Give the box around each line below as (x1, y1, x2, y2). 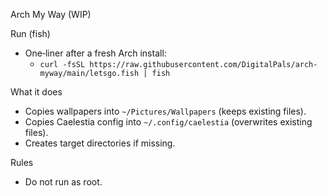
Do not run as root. (24, 176, 103, 188)
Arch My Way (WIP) (10, 9, 92, 20)
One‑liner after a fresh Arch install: (24, 47, 167, 59)
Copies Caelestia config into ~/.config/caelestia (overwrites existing (24, 116, 313, 128)
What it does (10, 86, 63, 98)
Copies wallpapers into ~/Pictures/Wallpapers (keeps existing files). (24, 105, 307, 117)
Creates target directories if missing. (24, 137, 176, 149)
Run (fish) (10, 28, 51, 39)
